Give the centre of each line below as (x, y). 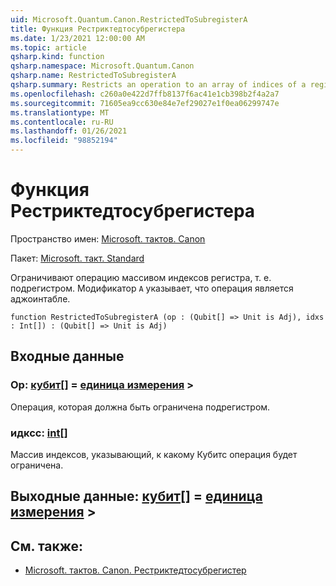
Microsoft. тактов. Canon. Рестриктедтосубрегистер (135, 570)
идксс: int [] (39, 433)
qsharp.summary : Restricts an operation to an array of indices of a (158, 85)
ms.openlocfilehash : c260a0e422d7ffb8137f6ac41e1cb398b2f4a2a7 (145, 94)
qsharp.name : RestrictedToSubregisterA (93, 76)
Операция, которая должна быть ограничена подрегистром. (140, 407)
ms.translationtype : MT (60, 112)
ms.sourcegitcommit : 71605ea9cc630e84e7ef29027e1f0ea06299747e (145, 103)
